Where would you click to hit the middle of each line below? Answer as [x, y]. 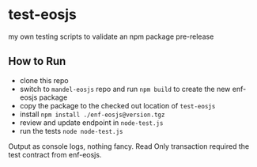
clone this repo [44, 80]
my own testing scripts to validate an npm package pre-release [111, 36]
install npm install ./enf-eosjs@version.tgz [92, 114]
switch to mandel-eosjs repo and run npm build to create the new [125, 89]
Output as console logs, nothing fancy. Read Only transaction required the [129, 146]
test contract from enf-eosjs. [55, 154]
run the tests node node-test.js [71, 131]
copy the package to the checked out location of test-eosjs [117, 105]
